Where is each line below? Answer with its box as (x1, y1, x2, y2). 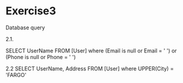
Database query (5, 24, 45, 31)
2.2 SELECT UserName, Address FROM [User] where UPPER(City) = (5, 64, 174, 72)
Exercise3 (5, 4, 56, 18)
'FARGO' (5, 71, 27, 78)
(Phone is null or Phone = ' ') (5, 53, 76, 60)
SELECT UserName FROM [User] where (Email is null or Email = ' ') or (5, 47, 177, 54)
